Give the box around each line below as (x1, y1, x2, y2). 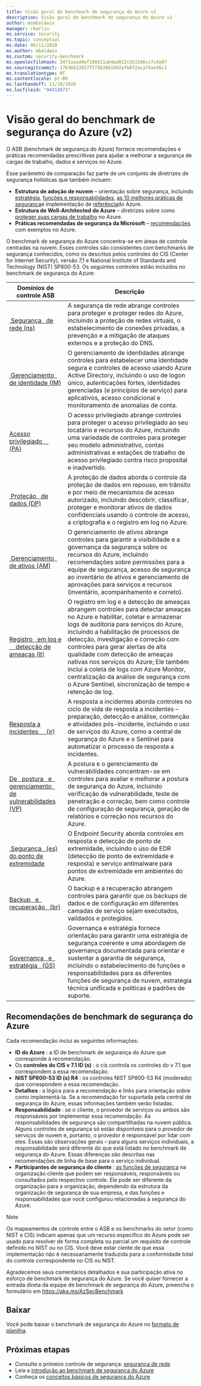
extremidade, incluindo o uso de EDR (68, 844, 172, 853)
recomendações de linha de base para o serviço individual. (14, 1157, 161, 1164)
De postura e (9, 775, 52, 783)
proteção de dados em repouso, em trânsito (68, 481, 191, 489)
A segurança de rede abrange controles (68, 301, 179, 310)
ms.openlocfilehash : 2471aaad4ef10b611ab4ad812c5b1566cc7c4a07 (6, 59, 167, 65)
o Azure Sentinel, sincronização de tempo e (68, 680, 190, 688)
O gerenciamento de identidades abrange (68, 349, 185, 357)
